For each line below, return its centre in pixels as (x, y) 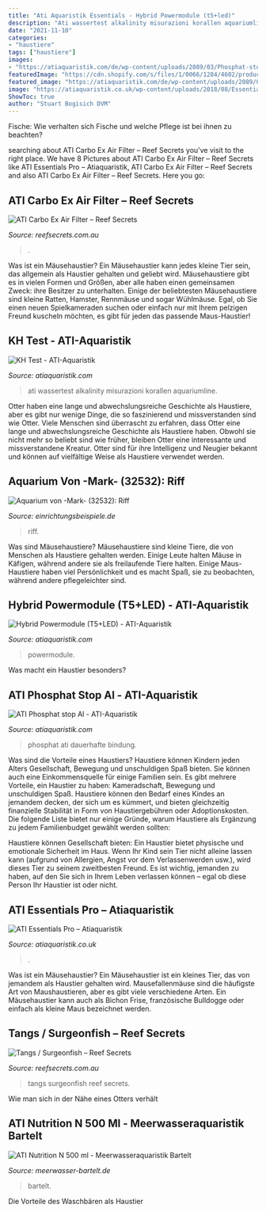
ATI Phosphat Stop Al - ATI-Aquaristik (103, 695)
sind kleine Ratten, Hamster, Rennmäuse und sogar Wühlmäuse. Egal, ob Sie (133, 299)
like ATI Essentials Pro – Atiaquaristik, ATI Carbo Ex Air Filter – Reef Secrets (131, 167)
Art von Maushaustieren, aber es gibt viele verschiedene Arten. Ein (118, 992)
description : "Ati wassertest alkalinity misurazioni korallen (115, 23)
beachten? (26, 135)
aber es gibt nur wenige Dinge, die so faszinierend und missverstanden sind (132, 414)
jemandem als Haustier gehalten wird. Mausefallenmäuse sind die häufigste (131, 983)
